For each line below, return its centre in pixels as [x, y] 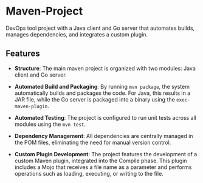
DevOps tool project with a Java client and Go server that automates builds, [100, 28]
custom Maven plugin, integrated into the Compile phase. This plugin [101, 161]
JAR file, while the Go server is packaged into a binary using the [95, 99]
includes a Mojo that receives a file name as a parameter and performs [103, 167]
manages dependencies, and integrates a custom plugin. [77, 34]
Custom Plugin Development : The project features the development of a [106, 154]
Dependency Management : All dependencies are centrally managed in [104, 136]
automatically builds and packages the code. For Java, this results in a [102, 93]
